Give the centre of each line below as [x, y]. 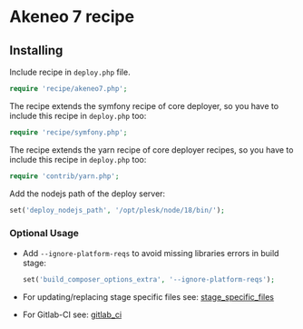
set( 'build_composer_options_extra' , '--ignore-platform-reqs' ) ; [148, 279]
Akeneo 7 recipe [72, 17]
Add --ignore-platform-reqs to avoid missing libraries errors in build [151, 253]
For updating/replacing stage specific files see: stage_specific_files [148, 296]
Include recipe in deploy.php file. [70, 72]
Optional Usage [44, 234]
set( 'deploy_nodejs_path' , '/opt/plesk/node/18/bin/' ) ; [117, 210]
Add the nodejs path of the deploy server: [88, 194]
